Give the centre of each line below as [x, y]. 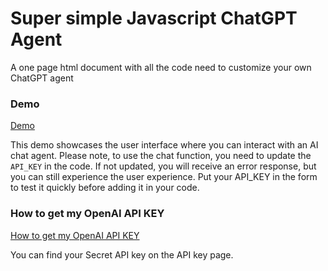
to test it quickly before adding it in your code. [105, 188]
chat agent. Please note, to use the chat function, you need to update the [161, 156]
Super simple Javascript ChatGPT [154, 18]
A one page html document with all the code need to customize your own [161, 67]
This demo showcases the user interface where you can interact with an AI [164, 145]
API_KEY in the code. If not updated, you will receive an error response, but [163, 166]
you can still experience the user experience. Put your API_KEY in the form [164, 177]
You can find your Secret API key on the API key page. [122, 254]
